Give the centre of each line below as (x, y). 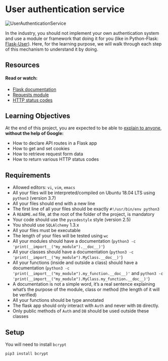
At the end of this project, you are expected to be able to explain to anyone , (83, 128)
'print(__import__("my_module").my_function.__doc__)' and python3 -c (88, 274)
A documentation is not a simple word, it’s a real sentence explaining (84, 284)
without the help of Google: (35, 133)
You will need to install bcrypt (36, 344)
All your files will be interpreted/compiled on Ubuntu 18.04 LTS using (84, 193)
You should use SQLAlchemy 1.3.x (46, 225)
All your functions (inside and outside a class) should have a (75, 263)
